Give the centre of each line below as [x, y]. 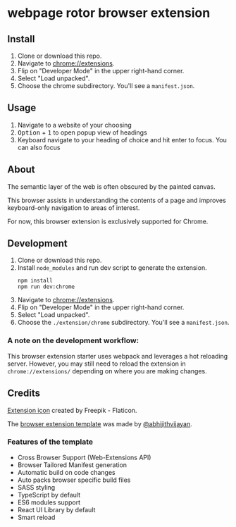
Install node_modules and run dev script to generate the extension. [112, 268]
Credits [24, 393]
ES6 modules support [49, 502]
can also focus [39, 147]
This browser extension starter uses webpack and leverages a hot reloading [118, 356]
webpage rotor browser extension [109, 13]
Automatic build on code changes [66, 472]
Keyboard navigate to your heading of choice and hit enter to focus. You [122, 139]
